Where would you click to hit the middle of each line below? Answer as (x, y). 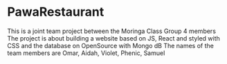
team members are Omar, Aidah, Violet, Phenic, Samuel (86, 53)
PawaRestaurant (56, 12)
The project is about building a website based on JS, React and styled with (113, 38)
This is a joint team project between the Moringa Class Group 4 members (112, 31)
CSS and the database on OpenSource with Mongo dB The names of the (111, 45)
